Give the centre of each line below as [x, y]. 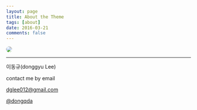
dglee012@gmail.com [32, 90]
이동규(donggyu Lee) [31, 67]
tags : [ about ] [23, 22]
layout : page [22, 11]
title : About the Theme [35, 17]
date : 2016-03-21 [27, 28]
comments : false [26, 33]
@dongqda [20, 101]
